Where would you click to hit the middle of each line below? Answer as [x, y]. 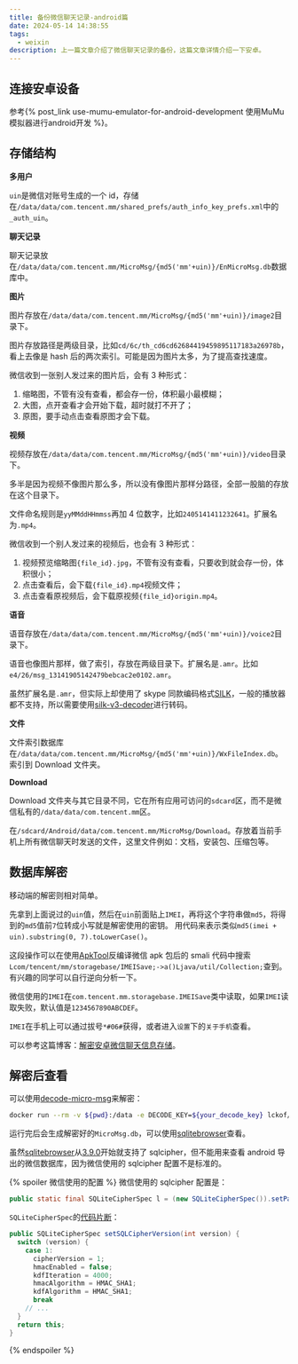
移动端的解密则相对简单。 [56, 895]
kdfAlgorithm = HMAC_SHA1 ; [82, 1292]
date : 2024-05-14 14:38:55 [59, 26]
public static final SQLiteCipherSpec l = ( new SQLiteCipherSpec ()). [141, 1199]
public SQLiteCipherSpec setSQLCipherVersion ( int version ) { [125, 1234]
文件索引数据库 [36, 742]
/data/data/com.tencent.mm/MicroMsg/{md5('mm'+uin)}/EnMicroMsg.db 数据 [152, 266]
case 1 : [39, 1250]
